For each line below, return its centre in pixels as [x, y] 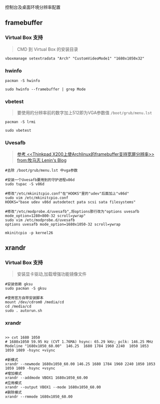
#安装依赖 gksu [19, 284]
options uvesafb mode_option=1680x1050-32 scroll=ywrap [63, 224]
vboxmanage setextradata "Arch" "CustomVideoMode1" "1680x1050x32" [75, 58]
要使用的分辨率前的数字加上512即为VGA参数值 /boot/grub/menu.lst [84, 113]
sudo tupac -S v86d [25, 184]
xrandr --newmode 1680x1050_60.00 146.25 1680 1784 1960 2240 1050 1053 [80, 364]
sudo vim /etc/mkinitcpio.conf [37, 198]
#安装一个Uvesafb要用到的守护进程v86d [40, 180]
